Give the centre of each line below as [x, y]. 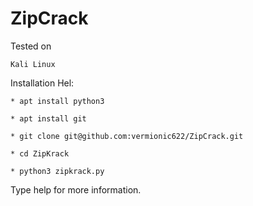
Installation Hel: [42, 83]
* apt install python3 [57, 101]
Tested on [31, 46]
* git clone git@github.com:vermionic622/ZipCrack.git [127, 136]
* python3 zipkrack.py [57, 171]
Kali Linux [33, 64]
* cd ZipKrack [40, 153]
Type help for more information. [76, 189]
